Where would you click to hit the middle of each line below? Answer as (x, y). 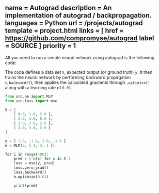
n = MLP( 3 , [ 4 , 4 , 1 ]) (30, 145)
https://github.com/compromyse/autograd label (79, 38)
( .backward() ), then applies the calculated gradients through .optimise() (78, 82)
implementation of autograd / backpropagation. (78, 16)
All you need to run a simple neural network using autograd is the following (80, 57)
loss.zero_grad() (31, 168)
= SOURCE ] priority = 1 (40, 46)
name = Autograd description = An (58, 8)
